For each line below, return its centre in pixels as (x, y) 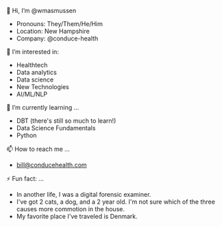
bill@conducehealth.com (51, 165)
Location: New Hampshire (53, 31)
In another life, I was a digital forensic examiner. (84, 194)
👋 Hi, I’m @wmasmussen (41, 11)
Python (26, 135)
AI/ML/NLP (32, 94)
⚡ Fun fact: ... (25, 179)
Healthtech (32, 65)
